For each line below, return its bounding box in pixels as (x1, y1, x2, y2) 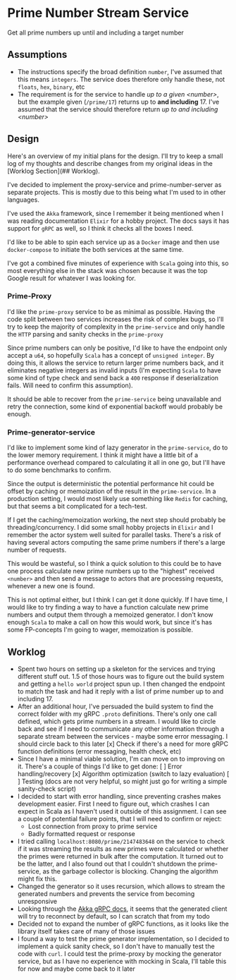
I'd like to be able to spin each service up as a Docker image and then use (7, 238, 220, 246)
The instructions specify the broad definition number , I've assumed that (17, 67, 223, 75)
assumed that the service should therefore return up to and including (17, 104, 218, 114)
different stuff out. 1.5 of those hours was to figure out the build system (17, 672, 224, 680)
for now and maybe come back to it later (17, 964, 135, 973)
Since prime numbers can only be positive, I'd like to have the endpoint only (7, 344, 228, 352)
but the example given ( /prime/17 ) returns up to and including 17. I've (17, 97, 220, 106)
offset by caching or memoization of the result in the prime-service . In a (7, 487, 216, 495)
